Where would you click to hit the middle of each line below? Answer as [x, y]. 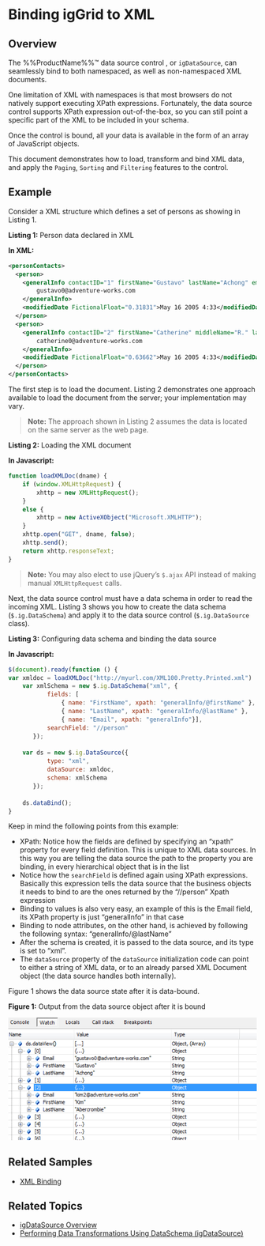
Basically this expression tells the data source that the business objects [135, 884]
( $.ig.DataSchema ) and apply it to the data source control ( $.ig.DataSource [129, 615]
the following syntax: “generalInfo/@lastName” [95, 934]
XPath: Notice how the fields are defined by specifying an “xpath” [127, 842]
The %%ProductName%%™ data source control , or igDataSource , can [123, 62]
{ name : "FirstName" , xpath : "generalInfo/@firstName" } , [159, 703]
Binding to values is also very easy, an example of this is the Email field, [136, 909]
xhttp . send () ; [45, 543]
